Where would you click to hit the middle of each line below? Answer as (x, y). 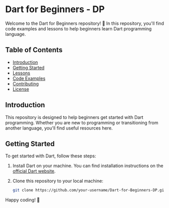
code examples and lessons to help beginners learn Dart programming (78, 28)
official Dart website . (34, 171)
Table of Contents (34, 50)
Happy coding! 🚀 (23, 200)
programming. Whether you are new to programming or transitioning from (82, 122)
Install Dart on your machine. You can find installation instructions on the (88, 166)
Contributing (25, 84)
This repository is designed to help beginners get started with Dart (74, 117)
